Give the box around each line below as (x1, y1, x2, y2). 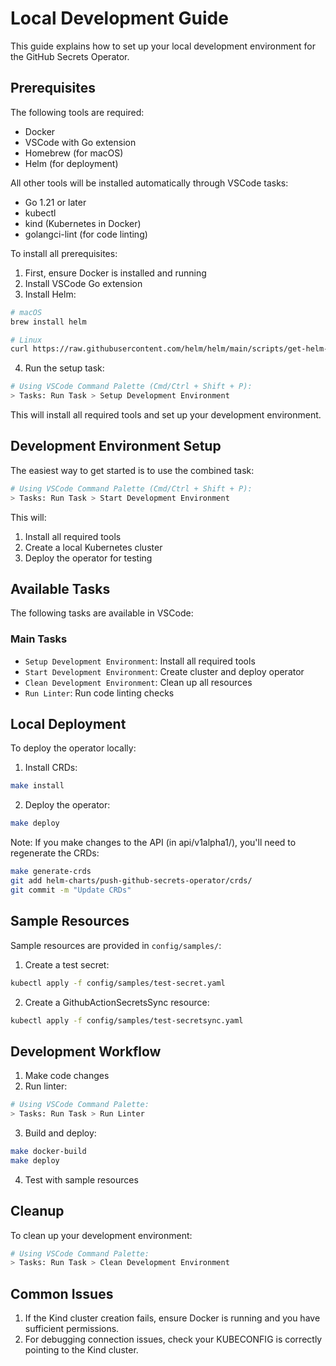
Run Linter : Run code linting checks (24, 687, 175, 699)
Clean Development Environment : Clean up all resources (24, 676, 253, 688)
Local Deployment (10, 716, 127, 733)
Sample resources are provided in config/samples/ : (10, 939, 222, 951)
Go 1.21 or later (24, 196, 87, 208)
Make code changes (24, 1070, 110, 1082)
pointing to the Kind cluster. (24, 1344, 139, 1356)
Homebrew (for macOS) (24, 147, 124, 159)
